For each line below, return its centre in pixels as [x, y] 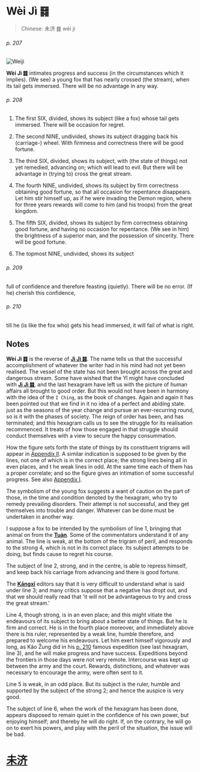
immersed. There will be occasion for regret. [70, 125]
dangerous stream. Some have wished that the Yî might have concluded [95, 378]
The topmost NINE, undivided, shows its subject [74, 254]
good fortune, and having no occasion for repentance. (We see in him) [102, 229]
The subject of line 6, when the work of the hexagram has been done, [92, 708]
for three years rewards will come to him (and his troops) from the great [104, 205]
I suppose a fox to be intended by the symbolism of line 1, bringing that [94, 528]
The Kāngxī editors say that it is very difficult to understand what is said [95, 584]
